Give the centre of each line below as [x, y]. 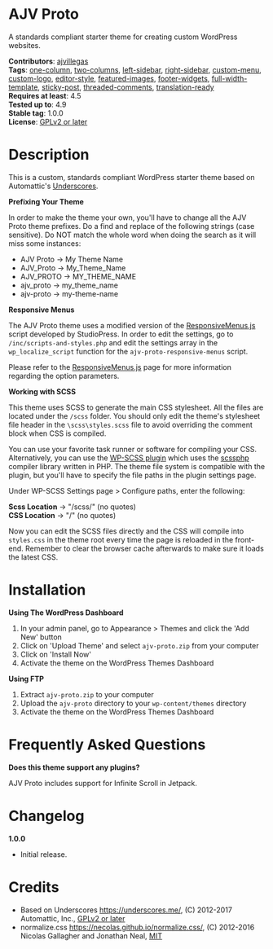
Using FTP [26, 679]
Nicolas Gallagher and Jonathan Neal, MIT [91, 936]
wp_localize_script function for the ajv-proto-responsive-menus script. [128, 351]
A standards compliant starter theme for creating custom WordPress [123, 37]
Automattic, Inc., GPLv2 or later [73, 918]
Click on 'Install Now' [56, 654]
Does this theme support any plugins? [74, 767]
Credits [34, 887]
